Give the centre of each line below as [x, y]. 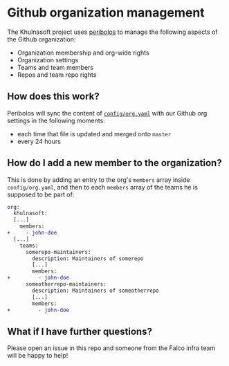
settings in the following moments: [56, 120]
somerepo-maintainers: [58, 252]
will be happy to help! [38, 356]
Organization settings [48, 60]
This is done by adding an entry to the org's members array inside [99, 180]
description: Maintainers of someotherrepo [95, 291]
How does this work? [53, 97]
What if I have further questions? [80, 331]
